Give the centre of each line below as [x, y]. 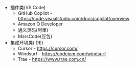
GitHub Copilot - [35, 13]
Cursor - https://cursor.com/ [48, 48]
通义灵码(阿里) [33, 30]
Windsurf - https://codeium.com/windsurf [62, 54]
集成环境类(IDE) [27, 43]
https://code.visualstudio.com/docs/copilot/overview [73, 19]
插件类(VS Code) [28, 7]
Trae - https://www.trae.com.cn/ [52, 59]
